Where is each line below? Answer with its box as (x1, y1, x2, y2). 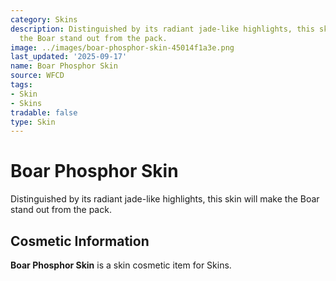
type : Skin (10, 117, 56, 127)
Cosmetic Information (10, 232, 150, 250)
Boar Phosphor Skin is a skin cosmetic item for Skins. (10, 259, 232, 271)
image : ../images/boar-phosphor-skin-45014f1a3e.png (10, 42, 235, 53)
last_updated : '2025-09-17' (10, 52, 128, 62)
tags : (10, 80, 33, 90)
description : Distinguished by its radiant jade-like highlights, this (10, 24, 315, 34)
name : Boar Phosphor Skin (10, 61, 118, 71)
